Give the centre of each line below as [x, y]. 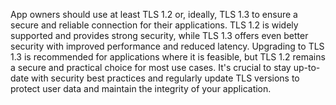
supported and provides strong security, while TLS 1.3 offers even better [159, 35]
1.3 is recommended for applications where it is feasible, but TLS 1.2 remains [168, 57]
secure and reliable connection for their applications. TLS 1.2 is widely [154, 25]
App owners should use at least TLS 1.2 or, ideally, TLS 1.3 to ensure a [154, 14]
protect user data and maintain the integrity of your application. [141, 88]
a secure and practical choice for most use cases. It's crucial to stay [151, 67]
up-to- [307, 67]
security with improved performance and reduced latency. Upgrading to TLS [167, 46]
